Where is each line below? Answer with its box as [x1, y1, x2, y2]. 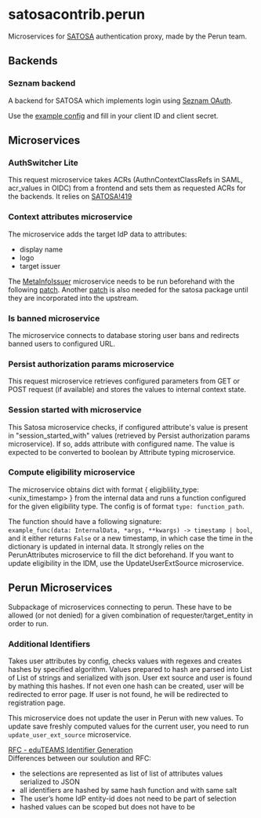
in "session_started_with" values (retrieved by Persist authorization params [8, 431, 251, 440]
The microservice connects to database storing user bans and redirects [8, 330, 240, 339]
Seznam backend [8, 78, 76, 89]
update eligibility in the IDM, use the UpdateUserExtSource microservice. [8, 558, 245, 567]
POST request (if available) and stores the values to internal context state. [8, 385, 247, 394]
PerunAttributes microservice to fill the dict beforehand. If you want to [8, 550, 234, 559]
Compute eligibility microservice [8, 467, 136, 478]
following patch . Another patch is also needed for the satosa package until [8, 284, 248, 294]
